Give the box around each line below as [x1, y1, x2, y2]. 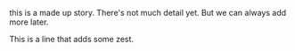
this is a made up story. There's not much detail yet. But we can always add [9, 8, 287, 18]
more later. [9, 17, 49, 27]
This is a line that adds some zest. [9, 34, 135, 44]
